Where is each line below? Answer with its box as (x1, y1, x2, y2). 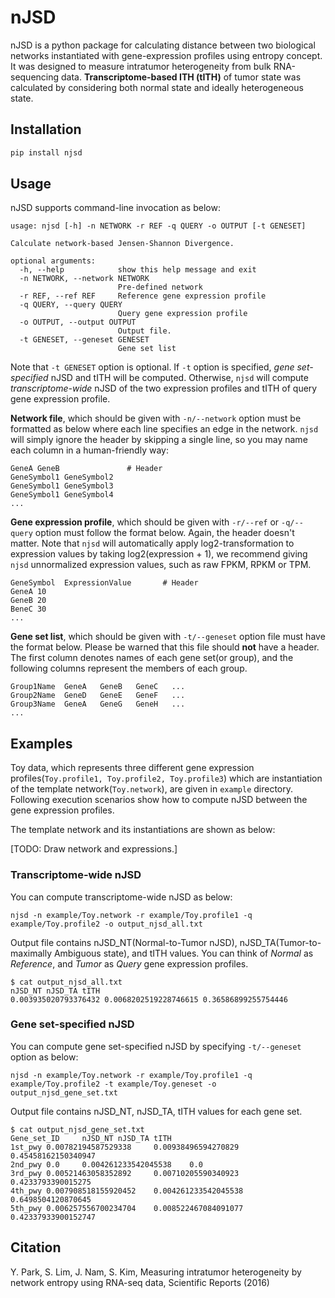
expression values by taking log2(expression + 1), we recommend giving (10, 548, 308, 560)
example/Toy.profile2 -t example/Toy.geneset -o (10, 1079, 217, 1089)
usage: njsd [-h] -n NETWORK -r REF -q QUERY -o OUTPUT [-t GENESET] (10, 221, 307, 231)
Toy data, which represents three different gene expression (10, 762, 255, 774)
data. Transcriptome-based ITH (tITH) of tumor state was (61, 71, 302, 83)
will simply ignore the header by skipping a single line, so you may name (10, 434, 308, 446)
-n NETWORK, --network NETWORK (19, 274, 150, 284)
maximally (10, 947, 53, 959)
